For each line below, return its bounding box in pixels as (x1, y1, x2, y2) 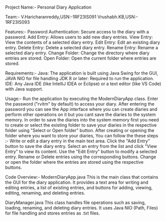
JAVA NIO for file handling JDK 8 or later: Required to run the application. (5, 76, 155, 81)
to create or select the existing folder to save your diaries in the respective (5, 122, 157, 128)
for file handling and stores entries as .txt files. (5, 210, 100, 216)
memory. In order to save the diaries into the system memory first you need (5, 117, 160, 122)
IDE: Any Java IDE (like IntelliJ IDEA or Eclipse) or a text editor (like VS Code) (5, 81, 162, 87)
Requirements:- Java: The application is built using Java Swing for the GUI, (5, 70, 159, 76)
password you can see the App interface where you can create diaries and (5, 107, 158, 112)
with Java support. (5, 86, 44, 92)
